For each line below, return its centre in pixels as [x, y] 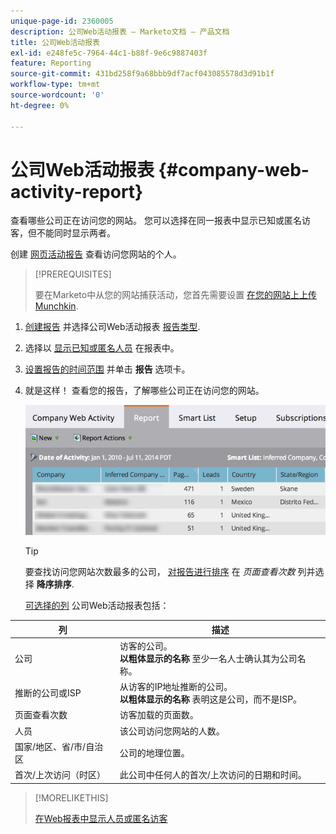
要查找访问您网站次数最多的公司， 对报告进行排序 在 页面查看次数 [160, 572]
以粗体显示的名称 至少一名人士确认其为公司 [208, 658]
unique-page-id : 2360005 [62, 21]
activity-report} [77, 191]
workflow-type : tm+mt [55, 85]
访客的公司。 [146, 646]
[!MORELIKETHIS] [71, 797]
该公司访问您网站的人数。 [172, 731]
